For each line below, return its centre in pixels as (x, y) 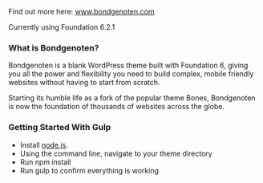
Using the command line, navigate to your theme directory (116, 153)
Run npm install (45, 162)
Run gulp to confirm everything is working (89, 170)
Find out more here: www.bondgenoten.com (81, 12)
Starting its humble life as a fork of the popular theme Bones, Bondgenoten (132, 98)
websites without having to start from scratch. (84, 83)
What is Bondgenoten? (54, 47)
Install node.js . (44, 144)
